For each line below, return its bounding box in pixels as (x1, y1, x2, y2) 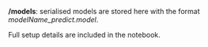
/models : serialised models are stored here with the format (8, 7, 200, 16)
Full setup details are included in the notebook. (8, 31, 161, 39)
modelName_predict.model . (8, 15, 99, 24)
